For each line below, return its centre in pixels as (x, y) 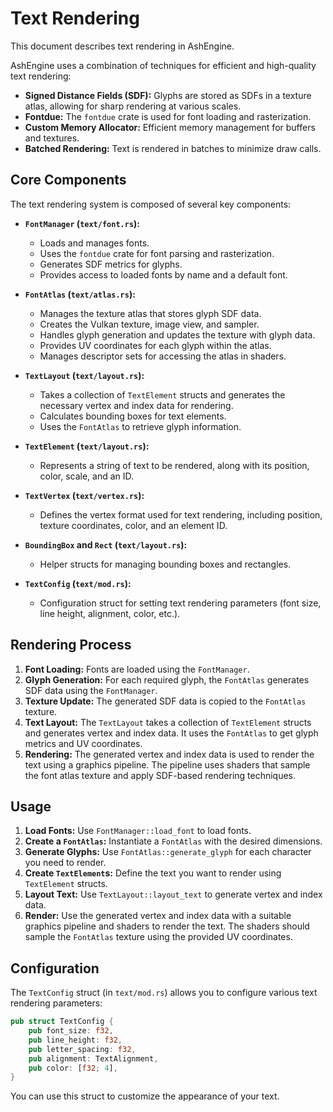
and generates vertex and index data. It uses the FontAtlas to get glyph (171, 733)
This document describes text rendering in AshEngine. (122, 46)
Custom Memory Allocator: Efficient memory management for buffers (170, 127)
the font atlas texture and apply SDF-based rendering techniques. (160, 775)
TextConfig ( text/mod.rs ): (78, 583)
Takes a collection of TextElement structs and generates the (162, 394)
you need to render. (65, 863)
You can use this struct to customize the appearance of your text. (145, 1096)
